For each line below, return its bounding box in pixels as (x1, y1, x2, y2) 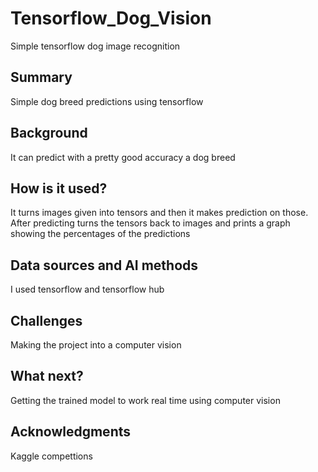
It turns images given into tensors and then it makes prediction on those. (10, 207, 309, 219)
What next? (10, 368, 84, 385)
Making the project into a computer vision (10, 339, 182, 351)
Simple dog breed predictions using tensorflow (10, 95, 204, 107)
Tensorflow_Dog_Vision (10, 7, 212, 30)
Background (10, 125, 88, 142)
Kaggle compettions (10, 450, 93, 462)
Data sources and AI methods (10, 257, 199, 274)
